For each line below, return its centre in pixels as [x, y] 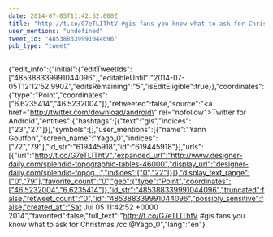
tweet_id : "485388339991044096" [63, 39]
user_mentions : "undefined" [56, 31]
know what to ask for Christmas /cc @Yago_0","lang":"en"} [107, 225]
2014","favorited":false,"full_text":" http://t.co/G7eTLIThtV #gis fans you [127, 216]
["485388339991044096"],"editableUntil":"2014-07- [97, 78]
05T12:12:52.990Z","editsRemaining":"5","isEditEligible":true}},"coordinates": [136, 87]
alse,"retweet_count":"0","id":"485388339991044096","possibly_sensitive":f [136, 199]
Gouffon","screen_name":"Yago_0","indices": [83, 138]
